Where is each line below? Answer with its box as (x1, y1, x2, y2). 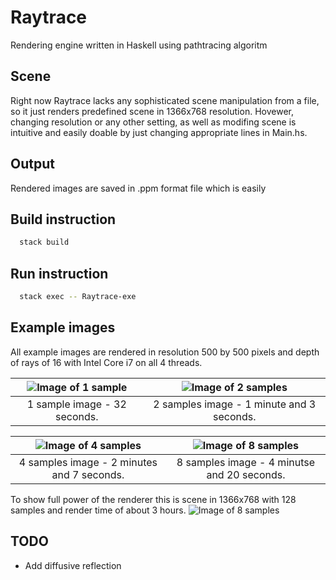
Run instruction (10, 265, 109, 282)
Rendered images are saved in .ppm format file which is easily (10, 182, 267, 194)
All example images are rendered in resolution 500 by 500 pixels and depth (10, 346, 320, 358)
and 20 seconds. (206, 467, 286, 481)
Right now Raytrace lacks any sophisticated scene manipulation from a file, (10, 94, 320, 106)
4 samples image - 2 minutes (18, 455, 158, 469)
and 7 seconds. (51, 467, 125, 481)
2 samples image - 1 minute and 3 (153, 397, 317, 411)
